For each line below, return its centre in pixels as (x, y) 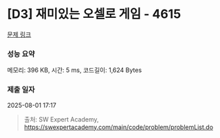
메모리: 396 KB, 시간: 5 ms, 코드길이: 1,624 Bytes (75, 70)
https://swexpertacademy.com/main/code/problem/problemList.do (119, 127)
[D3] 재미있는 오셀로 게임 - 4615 (94, 14)
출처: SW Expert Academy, (61, 119)
